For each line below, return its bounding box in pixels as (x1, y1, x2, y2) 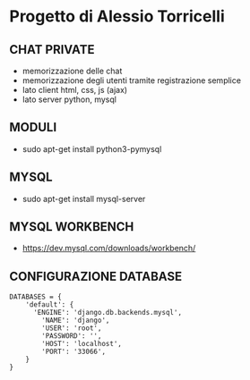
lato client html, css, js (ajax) (22, 85, 128, 95)
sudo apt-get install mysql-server (22, 193, 146, 204)
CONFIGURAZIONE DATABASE (9, 268, 182, 283)
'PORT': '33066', (41, 347, 106, 357)
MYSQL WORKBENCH (9, 219, 134, 234)
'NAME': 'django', (41, 316, 110, 325)
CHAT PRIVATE (9, 42, 95, 57)
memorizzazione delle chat (22, 65, 123, 76)
